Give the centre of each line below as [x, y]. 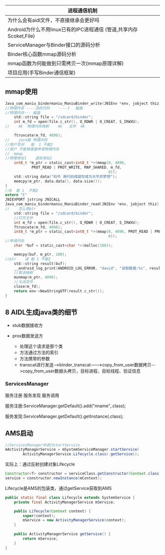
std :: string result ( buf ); [41, 264]
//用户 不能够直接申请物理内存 [32, 149]
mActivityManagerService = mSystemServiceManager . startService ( [72, 450]
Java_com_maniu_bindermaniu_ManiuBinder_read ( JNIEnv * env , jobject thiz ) [82, 204]
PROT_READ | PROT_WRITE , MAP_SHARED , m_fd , [76, 167]
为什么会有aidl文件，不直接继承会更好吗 [54, 20]
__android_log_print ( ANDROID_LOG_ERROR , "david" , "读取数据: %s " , [81, 268]
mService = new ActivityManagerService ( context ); [74, 520]
